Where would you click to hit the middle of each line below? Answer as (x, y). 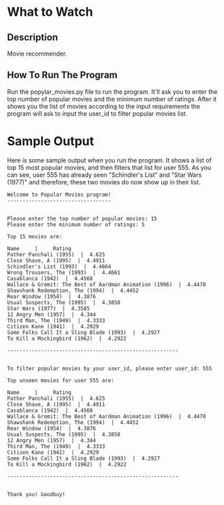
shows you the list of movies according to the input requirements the (104, 106)
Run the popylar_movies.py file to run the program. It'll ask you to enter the (112, 91)
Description (32, 37)
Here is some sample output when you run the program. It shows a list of (109, 160)
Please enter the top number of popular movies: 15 (82, 219)
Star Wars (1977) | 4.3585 (48, 308)
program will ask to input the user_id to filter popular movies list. (97, 113)
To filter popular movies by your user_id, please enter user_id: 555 (110, 368)
